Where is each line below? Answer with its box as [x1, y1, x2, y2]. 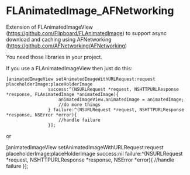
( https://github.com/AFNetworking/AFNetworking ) [6, 42, 127, 49]
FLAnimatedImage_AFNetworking [6, 4, 174, 18]
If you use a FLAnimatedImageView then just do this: [6, 64, 133, 71]
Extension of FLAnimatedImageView [6, 23, 94, 30]
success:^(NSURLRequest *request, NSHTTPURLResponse [47, 86, 179, 92]
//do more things [58, 101, 101, 108]
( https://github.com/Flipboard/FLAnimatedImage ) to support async [6, 29, 167, 36]
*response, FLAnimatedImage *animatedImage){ [6, 91, 119, 97]
